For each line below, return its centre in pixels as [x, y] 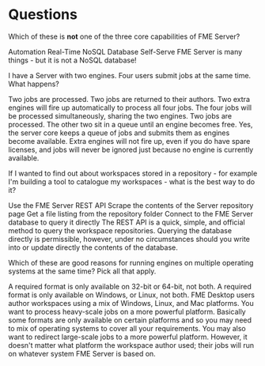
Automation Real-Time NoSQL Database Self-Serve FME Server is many [125, 51]
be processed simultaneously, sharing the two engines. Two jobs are [120, 115]
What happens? [34, 84]
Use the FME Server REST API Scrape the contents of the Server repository [131, 205]
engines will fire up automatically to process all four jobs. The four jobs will [130, 108]
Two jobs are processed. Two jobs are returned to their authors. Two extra [129, 99]
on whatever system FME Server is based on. [82, 353]
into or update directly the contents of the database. [93, 247]
